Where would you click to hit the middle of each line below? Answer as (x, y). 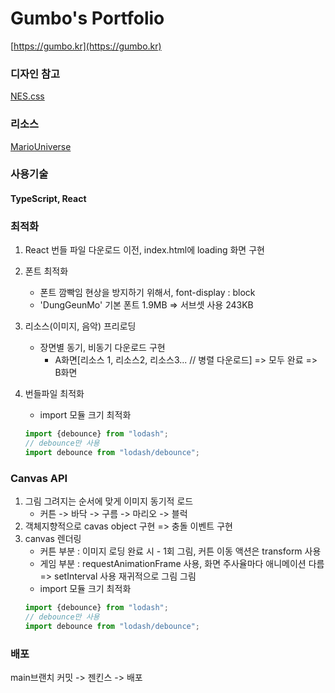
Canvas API (39, 478)
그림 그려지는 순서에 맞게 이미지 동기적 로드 (109, 501)
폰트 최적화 (46, 271)
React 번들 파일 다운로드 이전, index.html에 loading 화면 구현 (144, 250)
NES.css (27, 96)
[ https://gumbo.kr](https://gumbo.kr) (86, 46)
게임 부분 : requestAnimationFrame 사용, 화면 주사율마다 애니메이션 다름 (182, 564)
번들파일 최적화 (54, 394)
